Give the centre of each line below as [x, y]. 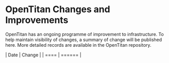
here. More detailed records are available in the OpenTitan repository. [78, 45]
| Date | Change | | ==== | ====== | [43, 55]
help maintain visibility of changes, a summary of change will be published [84, 40]
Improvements [37, 20]
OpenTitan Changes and [58, 9]
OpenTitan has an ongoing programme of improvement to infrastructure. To [85, 34]
